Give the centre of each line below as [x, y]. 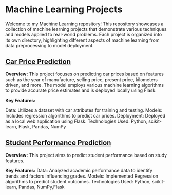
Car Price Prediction [38, 62]
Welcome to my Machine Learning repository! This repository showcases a [84, 24]
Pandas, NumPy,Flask [42, 187]
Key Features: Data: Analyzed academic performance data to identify [79, 170]
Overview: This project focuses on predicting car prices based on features [85, 74]
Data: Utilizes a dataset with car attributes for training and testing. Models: [84, 110]
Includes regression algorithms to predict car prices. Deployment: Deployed [85, 115]
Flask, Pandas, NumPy [42, 126]
